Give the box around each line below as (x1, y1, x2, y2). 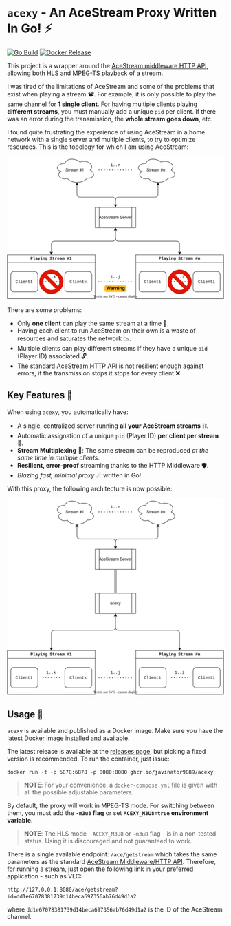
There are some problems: (7, 305, 82, 314)
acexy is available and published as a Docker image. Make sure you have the (7, 727, 223, 735)
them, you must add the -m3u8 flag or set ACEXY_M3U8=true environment (7, 809, 209, 817)
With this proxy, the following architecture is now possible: (7, 484, 173, 493)
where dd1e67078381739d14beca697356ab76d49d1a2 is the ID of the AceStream (7, 905, 223, 914)
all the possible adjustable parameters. (23, 788, 134, 796)
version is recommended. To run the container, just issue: (7, 754, 170, 763)
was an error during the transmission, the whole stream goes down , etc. (7, 114, 213, 123)
